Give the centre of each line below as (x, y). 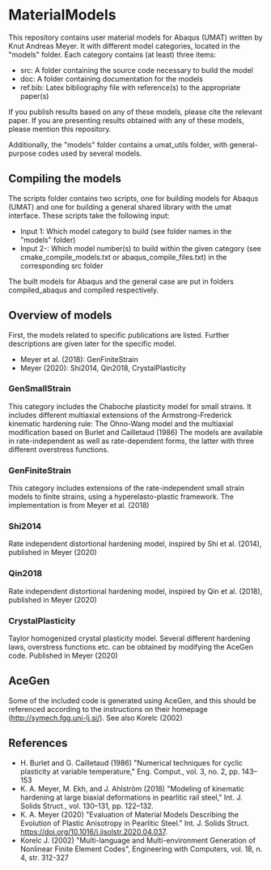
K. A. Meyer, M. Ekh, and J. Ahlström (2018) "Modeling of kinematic (132, 788)
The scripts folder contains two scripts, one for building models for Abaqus (133, 198)
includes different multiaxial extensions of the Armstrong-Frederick (120, 415)
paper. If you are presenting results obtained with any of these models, (126, 120)
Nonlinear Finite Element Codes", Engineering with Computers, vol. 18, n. (141, 849)
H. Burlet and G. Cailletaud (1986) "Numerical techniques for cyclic (131, 762)
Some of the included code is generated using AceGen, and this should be (132, 700)
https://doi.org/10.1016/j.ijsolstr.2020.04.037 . (94, 831)
